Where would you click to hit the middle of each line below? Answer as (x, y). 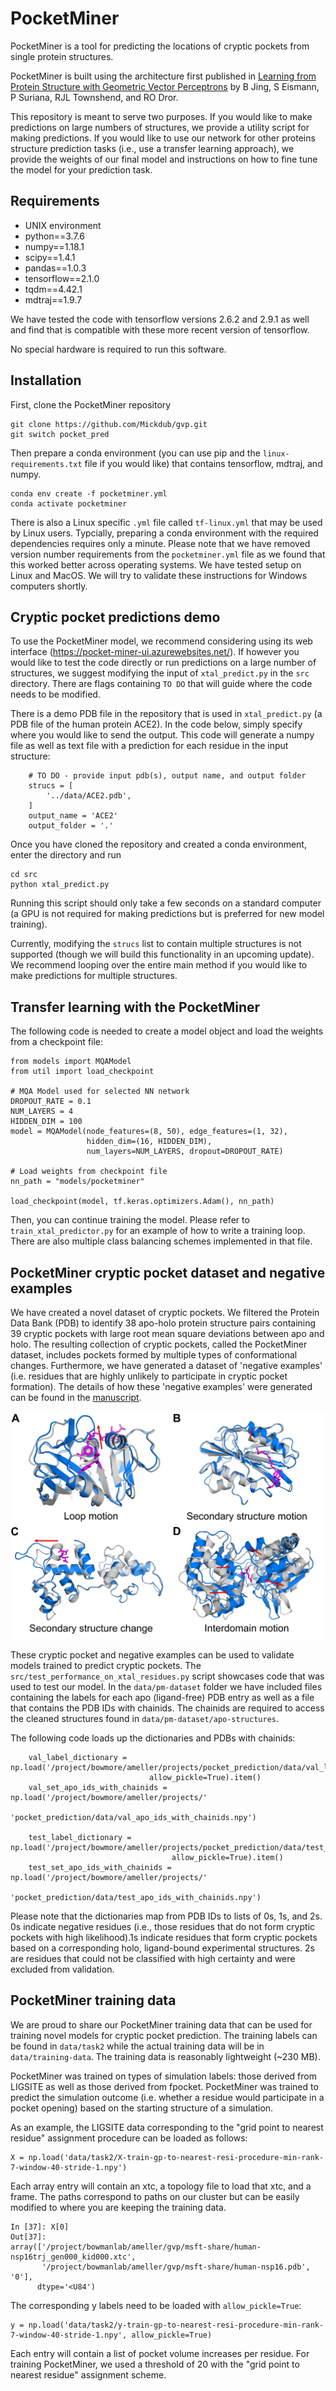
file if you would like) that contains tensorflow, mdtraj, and (203, 463)
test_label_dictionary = (80, 1837)
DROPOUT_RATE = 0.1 (51, 1102)
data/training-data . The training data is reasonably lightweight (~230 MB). (165, 2056)
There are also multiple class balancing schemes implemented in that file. (161, 1241)
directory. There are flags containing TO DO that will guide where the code (161, 684)
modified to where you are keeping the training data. (118, 2207)
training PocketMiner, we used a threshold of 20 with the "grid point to (155, 2364)
